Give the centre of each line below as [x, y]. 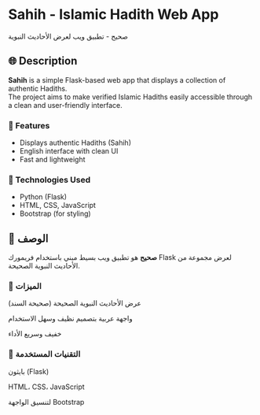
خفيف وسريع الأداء [35, 334]
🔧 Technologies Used [49, 180]
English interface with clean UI [69, 151]
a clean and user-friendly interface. [66, 105]
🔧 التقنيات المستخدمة [44, 354]
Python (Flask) [43, 197]
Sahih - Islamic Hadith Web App [114, 15]
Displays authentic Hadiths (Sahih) [75, 143]
